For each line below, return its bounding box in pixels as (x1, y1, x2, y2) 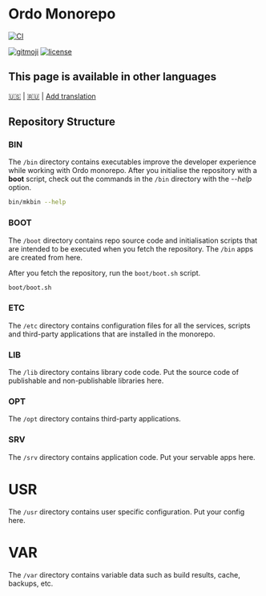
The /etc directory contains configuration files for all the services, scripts (8, 320, 251, 330)
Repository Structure (8, 115, 116, 129)
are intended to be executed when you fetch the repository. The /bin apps (8, 244, 254, 253)
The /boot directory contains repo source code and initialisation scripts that (8, 236, 258, 245)
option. (8, 183, 32, 192)
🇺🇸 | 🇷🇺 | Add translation (8, 91, 96, 101)
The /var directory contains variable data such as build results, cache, (8, 570, 240, 579)
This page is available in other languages (8, 70, 217, 84)
